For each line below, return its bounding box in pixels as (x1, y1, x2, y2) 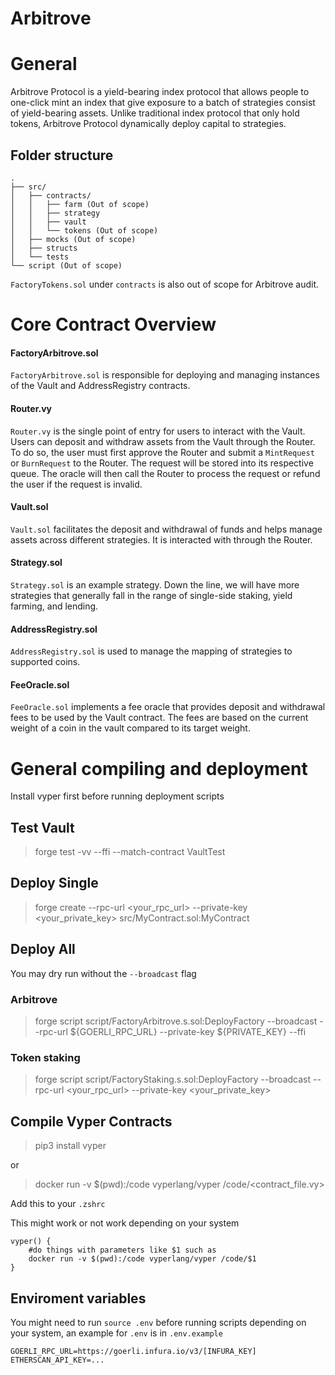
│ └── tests (10, 252, 70, 262)
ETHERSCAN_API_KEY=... (10, 1355, 105, 1365)
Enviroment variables (10, 1290, 147, 1307)
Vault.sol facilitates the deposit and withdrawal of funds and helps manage (10, 523, 323, 535)
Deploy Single (10, 875, 99, 892)
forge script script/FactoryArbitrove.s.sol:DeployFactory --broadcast (34, 1015, 318, 1027)
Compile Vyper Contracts (10, 1113, 173, 1130)
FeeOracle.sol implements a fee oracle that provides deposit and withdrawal (10, 701, 326, 713)
